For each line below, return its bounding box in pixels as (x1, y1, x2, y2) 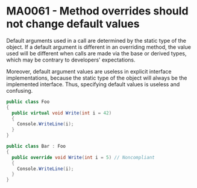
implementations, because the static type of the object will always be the (6, 74, 187, 81)
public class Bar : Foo (6, 143, 66, 149)
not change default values (6, 17, 140, 31)
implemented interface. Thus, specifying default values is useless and (6, 80, 180, 88)
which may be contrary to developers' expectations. (6, 56, 136, 63)
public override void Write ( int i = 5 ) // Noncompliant (11, 154, 155, 160)
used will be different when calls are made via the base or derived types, (6, 49, 187, 57)
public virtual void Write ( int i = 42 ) (11, 110, 112, 116)
